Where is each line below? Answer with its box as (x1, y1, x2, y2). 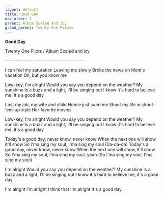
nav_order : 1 (5, 16, 32, 21)
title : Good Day (5, 12, 38, 17)
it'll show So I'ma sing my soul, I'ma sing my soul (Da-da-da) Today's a (5, 141, 149, 147)
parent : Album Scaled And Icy (5, 21, 67, 26)
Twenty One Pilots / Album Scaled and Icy (5, 48, 90, 54)
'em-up (5, 107, 20, 113)
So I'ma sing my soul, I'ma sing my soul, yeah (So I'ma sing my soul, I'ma (5, 152, 153, 158)
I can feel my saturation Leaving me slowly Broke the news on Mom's (5, 67, 145, 73)
